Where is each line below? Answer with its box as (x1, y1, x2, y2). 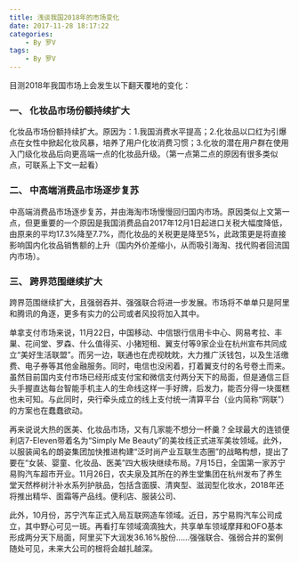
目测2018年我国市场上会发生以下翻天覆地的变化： (9, 80, 191, 90)
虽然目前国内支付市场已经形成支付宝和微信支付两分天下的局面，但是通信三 (9, 371, 282, 382)
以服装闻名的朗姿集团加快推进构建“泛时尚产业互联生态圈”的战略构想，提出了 (9, 446, 289, 457)
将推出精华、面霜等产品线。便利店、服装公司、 (9, 491, 181, 501)
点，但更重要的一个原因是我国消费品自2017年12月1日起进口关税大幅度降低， (9, 217, 287, 228)
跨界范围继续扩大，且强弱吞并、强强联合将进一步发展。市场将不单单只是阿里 (9, 297, 290, 307)
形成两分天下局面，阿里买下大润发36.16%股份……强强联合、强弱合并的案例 (9, 532, 284, 542)
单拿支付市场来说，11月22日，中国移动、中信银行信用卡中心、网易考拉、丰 (9, 327, 283, 338)
